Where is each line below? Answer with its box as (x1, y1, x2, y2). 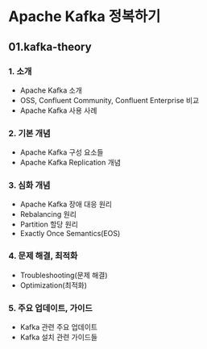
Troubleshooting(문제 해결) (19, 270, 108, 280)
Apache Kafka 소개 (19, 85, 83, 95)
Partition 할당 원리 (19, 219, 79, 230)
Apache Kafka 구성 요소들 (19, 147, 104, 157)
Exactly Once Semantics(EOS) (19, 229, 121, 239)
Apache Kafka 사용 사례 (19, 106, 97, 115)
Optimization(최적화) (19, 280, 87, 290)
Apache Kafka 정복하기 (8, 7, 161, 26)
